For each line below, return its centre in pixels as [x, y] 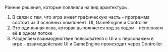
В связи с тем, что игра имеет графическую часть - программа [81, 17]
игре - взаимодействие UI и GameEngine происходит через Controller [87, 44]
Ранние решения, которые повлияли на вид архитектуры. [67, 7]
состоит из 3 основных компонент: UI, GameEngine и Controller [80, 22]
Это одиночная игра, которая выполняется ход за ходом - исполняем [88, 28]
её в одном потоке [32, 33]
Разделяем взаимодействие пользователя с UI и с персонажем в [83, 38]
